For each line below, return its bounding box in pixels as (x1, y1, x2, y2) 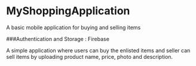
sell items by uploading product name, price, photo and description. (6, 53, 173, 60)
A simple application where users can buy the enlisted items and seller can (6, 46, 191, 54)
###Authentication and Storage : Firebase (6, 35, 109, 42)
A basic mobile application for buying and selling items (6, 24, 141, 31)
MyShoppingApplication (6, 4, 130, 18)
